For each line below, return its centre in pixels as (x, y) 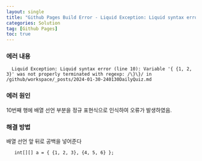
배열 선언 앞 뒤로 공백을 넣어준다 (44, 141)
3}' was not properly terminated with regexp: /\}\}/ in (79, 74)
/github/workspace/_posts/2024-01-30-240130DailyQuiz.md (79, 80)
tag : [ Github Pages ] (32, 29)
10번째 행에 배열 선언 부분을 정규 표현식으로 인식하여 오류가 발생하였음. (89, 110)
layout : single (25, 12)
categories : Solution (33, 23)
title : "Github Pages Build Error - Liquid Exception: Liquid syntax (95, 17)
